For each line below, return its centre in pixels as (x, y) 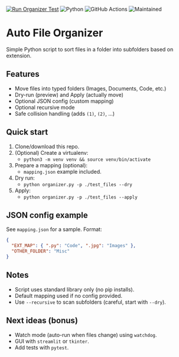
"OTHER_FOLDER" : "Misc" (40, 251)
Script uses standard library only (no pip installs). (74, 289)
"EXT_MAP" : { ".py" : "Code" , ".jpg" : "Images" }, (74, 246)
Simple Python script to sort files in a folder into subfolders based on (90, 49)
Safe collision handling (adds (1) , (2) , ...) (65, 113)
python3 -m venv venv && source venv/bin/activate (87, 160)
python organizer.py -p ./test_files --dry (78, 184)
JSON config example (47, 215)
